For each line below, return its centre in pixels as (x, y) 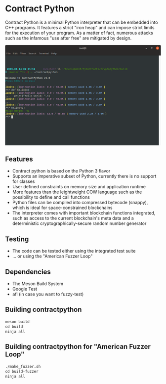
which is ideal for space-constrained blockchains (62, 208)
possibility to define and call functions (51, 197)
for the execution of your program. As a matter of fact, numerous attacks (79, 33)
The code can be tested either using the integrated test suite (74, 251)
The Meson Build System (38, 283)
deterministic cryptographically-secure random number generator (79, 223)
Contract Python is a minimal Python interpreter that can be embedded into (82, 22)
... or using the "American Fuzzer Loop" (52, 256)
